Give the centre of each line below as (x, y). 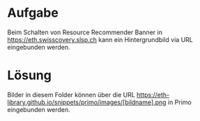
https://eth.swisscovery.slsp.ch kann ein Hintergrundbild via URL (100, 39)
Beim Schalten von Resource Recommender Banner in (85, 32)
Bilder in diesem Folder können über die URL (71, 94)
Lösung (30, 76)
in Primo (179, 102)
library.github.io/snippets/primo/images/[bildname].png (87, 102)
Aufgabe (33, 13)
